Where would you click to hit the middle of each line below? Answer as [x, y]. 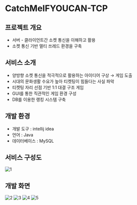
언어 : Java [23, 135]
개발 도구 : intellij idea [33, 129]
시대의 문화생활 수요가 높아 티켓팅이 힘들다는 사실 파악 [63, 81]
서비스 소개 [21, 63]
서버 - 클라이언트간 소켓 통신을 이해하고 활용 [54, 40]
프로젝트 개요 [23, 27]
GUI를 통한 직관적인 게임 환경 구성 [44, 93]
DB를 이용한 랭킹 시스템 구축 [39, 99]
